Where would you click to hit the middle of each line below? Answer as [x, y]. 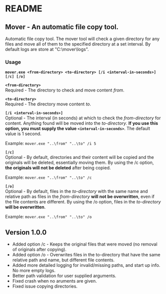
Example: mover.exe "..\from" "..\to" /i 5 [51, 144]
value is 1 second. [23, 134]
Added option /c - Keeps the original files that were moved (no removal [85, 244]
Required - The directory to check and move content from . [65, 90]
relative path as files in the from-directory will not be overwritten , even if [80, 196]
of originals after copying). [39, 249]
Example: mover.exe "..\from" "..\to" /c [49, 177]
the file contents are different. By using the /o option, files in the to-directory [83, 202]
